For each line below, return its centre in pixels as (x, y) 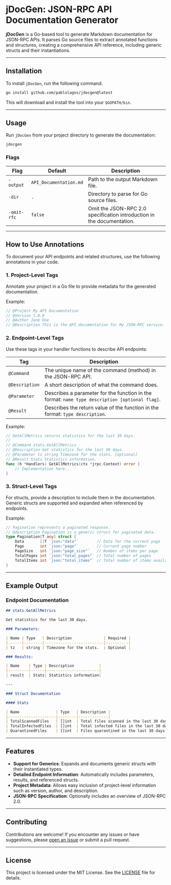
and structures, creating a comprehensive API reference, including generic (84, 45)
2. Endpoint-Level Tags (35, 338)
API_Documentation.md (57, 182)
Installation (24, 71)
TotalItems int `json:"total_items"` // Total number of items (83, 560)
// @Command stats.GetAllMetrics (41, 445)
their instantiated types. (38, 769)
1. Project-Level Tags (32, 275)
